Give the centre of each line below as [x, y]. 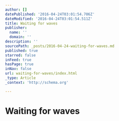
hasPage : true [20, 64]
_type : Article [20, 78]
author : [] [16, 10]
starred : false [20, 55]
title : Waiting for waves [31, 23]
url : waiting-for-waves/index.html [41, 73]
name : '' [18, 32]
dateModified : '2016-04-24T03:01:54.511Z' [49, 19]
